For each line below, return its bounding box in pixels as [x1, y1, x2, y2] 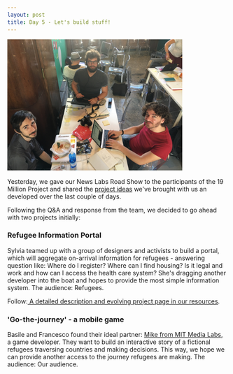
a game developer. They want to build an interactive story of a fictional [7, 338, 211, 346]
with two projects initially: [7, 213, 80, 222]
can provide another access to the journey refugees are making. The [7, 353, 206, 361]
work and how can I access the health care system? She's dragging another [7, 268, 226, 277]
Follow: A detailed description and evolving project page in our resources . [7, 297, 220, 305]
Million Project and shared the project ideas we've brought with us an [7, 185, 207, 193]
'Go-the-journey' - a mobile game [7, 315, 125, 324]
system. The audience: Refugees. [7, 283, 104, 292]
